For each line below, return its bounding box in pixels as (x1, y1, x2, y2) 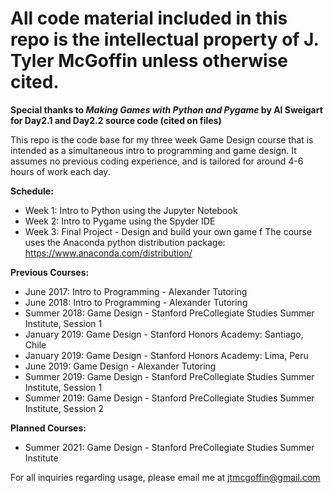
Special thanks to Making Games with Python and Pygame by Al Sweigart (10, 103, 323, 116)
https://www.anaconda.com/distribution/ (24, 247, 193, 259)
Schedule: (10, 185, 54, 197)
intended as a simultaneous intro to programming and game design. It (10, 144, 297, 156)
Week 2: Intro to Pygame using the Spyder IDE (24, 215, 216, 227)
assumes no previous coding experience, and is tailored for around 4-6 (10, 155, 304, 167)
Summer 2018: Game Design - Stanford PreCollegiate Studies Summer (24, 307, 315, 319)
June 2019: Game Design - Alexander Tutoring (24, 360, 217, 372)
